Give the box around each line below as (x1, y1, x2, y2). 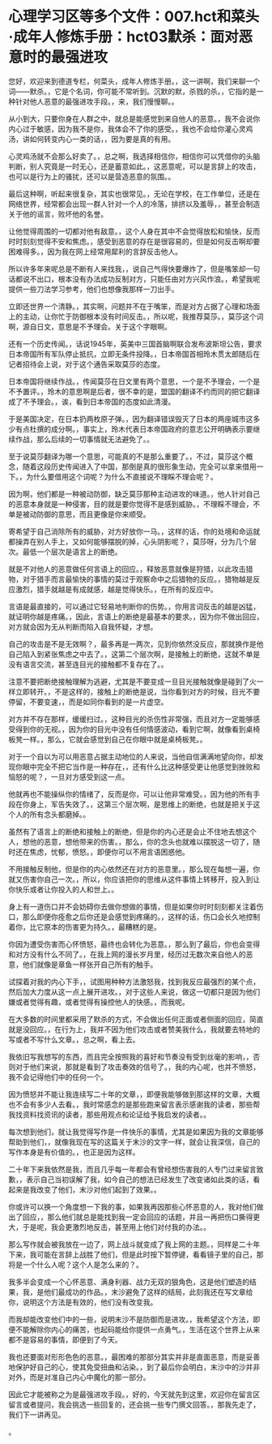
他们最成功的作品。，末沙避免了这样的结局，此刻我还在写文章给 (43, 1287, 253, 1296)
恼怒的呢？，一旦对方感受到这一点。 (8, 771, 130, 781)
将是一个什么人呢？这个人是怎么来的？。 (8, 1259, 143, 1270)
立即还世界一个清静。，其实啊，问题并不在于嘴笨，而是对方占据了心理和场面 (8, 301, 261, 311)
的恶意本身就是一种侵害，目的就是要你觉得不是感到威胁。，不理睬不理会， (8, 499, 253, 509)
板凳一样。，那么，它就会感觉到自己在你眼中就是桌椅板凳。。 (8, 734, 207, 744)
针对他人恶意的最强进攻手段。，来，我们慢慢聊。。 (15, 97, 179, 106)
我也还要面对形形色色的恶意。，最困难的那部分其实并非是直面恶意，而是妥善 (8, 1352, 261, 1361)
